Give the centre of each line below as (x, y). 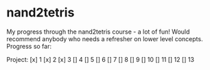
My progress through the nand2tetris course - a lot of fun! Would (98, 32)
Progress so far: (29, 46)
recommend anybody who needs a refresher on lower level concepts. (105, 38)
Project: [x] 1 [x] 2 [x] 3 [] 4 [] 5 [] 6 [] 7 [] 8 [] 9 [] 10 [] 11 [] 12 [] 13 (101, 59)
